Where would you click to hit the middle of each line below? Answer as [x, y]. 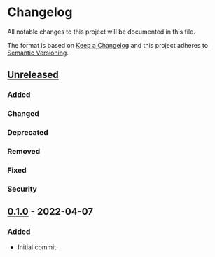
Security [22, 189]
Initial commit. [37, 247]
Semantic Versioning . [38, 53]
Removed [24, 152]
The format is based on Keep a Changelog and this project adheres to [108, 45]
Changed [23, 114]
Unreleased [33, 75]
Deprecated [28, 133]
